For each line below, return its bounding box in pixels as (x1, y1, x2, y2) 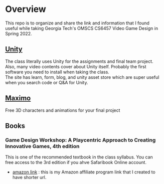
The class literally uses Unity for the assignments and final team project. (5, 58, 154, 64)
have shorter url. (12, 175, 46, 181)
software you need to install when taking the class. (5, 69, 110, 75)
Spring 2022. (5, 30, 32, 36)
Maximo (5, 94, 31, 103)
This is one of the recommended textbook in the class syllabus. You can (5, 154, 153, 160)
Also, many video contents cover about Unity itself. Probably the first (5, 63, 147, 69)
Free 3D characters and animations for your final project (5, 107, 121, 113)
